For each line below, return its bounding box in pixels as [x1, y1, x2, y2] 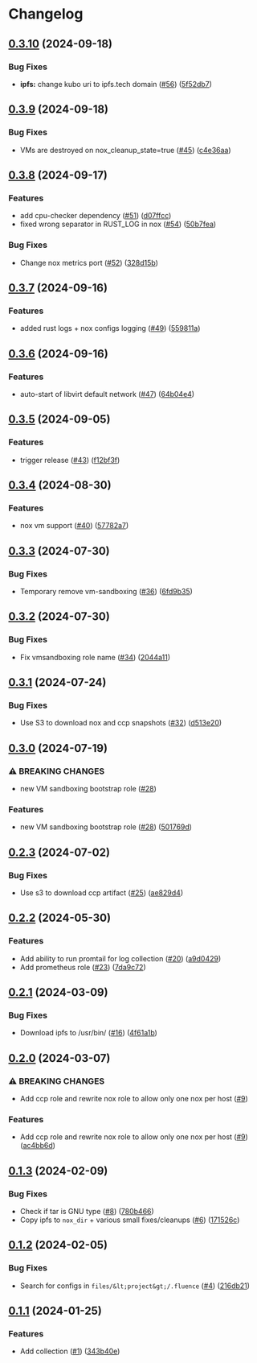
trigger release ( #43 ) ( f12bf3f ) [19, 455, 120, 465]
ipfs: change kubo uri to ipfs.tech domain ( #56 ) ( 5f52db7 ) [19, 79, 213, 89]
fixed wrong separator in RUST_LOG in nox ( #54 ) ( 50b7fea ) [19, 219, 217, 229]
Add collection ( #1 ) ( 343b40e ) [19, 1346, 120, 1357]
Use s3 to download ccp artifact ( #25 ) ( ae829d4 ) [19, 888, 183, 898]
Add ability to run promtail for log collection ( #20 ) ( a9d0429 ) [19, 953, 222, 963]
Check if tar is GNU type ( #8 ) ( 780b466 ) [19, 1207, 154, 1216]
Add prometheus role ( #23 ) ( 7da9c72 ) [19, 962, 146, 972]
